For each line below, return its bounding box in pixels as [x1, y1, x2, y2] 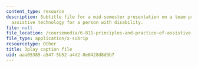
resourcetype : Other [6, 41, 57, 47]
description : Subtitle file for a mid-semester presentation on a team [6, 14, 186, 20]
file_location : [6, 30, 44, 36]
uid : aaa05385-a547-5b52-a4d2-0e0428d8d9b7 [6, 52, 115, 58]
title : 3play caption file [6, 47, 72, 52]
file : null [6, 24, 33, 31]
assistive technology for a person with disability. [11, 19, 144, 25]
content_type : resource [6, 8, 65, 15]
